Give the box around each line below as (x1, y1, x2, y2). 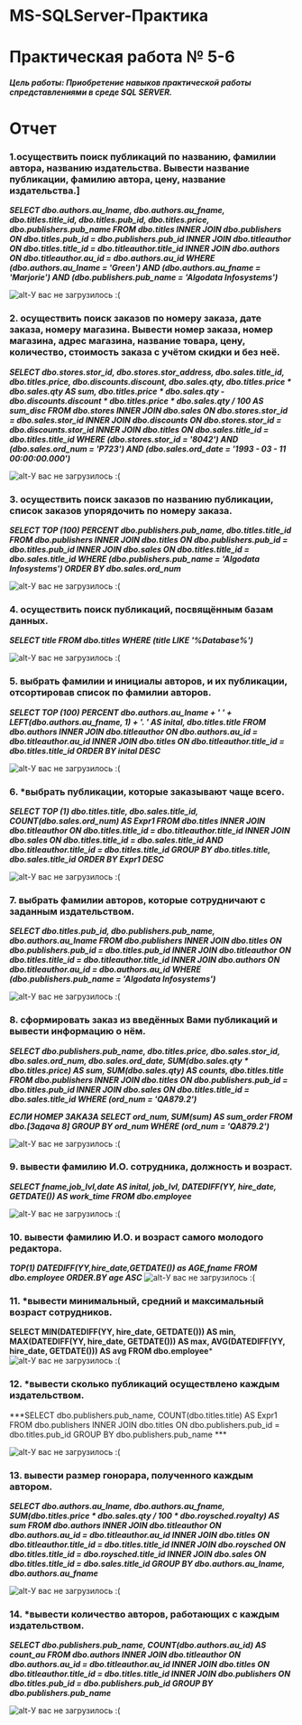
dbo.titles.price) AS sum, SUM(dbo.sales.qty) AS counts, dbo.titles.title (9, 1065, 284, 1076)
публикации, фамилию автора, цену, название (9, 173, 226, 186)
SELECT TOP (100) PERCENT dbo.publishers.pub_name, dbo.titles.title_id (9, 525, 292, 536)
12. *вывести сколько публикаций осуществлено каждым (9, 1378, 280, 1391)
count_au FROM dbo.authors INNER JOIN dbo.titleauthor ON (9, 1649, 242, 1660)
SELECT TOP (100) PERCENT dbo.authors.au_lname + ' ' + (9, 706, 233, 718)
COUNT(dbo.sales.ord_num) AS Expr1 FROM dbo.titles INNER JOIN (9, 815, 266, 826)
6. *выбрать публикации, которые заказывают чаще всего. (9, 785, 286, 797)
